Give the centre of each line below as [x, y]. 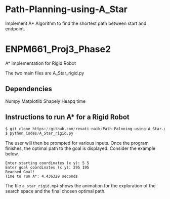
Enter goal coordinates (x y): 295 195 [47, 168]
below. [12, 154]
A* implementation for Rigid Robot [41, 63]
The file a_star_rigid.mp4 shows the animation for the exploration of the [80, 186]
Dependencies [29, 89]
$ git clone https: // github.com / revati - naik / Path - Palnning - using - [77, 129]
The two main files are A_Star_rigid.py [45, 73]
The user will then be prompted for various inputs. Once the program [77, 143]
